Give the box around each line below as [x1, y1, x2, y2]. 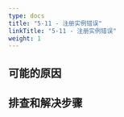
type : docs [8, 11, 45, 20]
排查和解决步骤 [8, 96, 83, 110]
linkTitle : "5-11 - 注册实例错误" [8, 27, 117, 35]
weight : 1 [8, 34, 42, 43]
